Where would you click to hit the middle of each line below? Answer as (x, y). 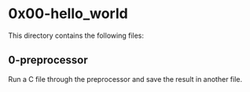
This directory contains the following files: (76, 35)
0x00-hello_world (68, 14)
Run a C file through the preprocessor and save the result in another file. (125, 79)
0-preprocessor (48, 60)
